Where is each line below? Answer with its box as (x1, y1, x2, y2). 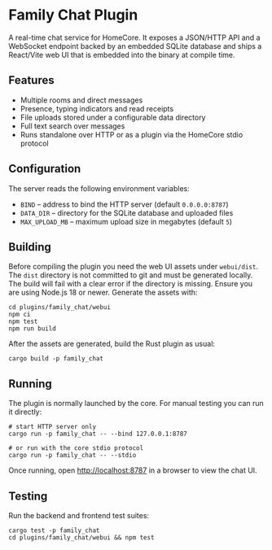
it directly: (8, 407, 42, 417)
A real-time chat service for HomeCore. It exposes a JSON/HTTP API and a (8, 33, 261, 42)
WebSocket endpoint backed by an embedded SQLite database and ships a (8, 41, 262, 50)
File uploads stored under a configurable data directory (20, 112, 206, 122)
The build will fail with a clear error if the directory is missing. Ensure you (8, 279, 253, 289)
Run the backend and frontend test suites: (8, 511, 149, 520)
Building (8, 240, 51, 254)
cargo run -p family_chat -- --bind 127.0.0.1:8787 (8, 430, 187, 439)
